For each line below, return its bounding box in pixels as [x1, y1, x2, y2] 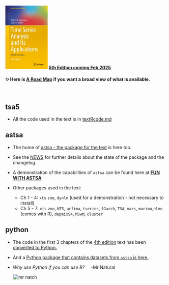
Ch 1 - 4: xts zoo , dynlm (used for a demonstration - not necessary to [20, 194, 164, 201]
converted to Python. [12, 244, 57, 250]
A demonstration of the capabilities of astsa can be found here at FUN [12, 169, 160, 176]
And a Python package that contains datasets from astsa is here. [12, 254, 149, 260]
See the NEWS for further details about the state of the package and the [12, 154, 164, 160]
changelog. [12, 159, 37, 165]
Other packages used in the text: [12, 184, 81, 191]
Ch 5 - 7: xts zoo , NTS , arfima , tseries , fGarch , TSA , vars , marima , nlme [20, 205, 163, 211]
